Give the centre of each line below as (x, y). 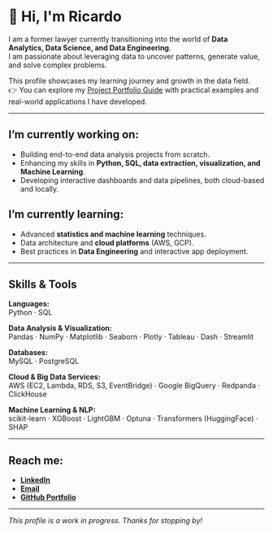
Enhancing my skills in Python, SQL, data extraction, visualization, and (140, 162)
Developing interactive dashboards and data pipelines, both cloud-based (142, 180)
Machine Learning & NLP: (52, 410)
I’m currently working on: (74, 134)
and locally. (39, 188)
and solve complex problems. (58, 65)
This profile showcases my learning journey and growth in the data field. (129, 80)
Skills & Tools (43, 284)
